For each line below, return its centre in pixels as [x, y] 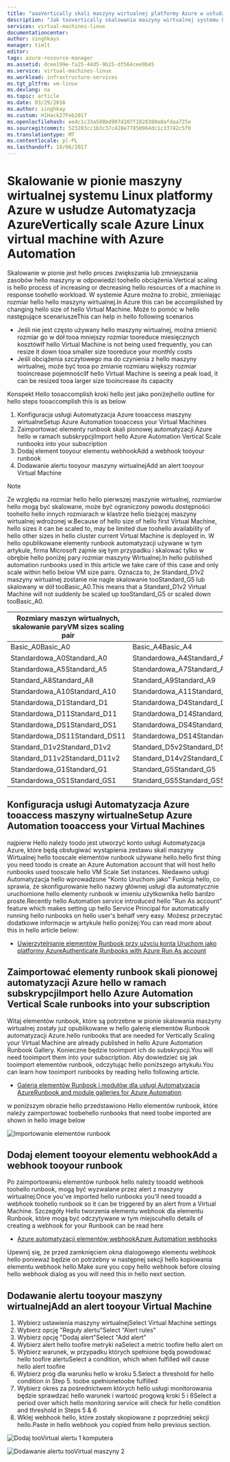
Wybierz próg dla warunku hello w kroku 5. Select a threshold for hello [115, 1374]
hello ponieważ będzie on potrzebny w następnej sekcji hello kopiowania [110, 1260]
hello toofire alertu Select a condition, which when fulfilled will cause [113, 1359]
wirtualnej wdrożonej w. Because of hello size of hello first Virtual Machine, [112, 521]
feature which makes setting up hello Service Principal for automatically [108, 908]
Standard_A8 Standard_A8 [52, 680]
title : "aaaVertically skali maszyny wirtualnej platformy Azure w [105, 13]
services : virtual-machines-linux [56, 26]
